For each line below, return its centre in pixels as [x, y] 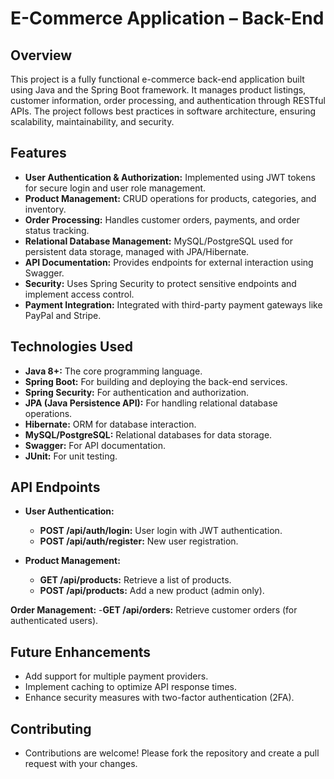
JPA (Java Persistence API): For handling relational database [151, 403]
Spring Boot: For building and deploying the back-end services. [156, 381]
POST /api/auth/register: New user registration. [139, 541]
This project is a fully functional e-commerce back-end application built [157, 79]
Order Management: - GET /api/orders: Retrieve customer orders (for [154, 610]
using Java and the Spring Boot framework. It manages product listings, [158, 90]
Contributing [51, 728]
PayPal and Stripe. [63, 315]
